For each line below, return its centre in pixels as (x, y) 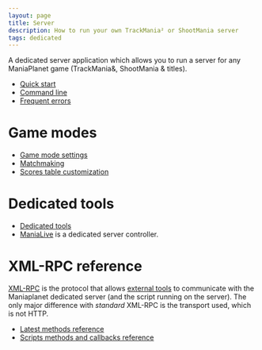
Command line (43, 93)
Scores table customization (64, 172)
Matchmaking (42, 163)
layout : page (30, 15)
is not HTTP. (28, 313)
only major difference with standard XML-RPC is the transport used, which (130, 306)
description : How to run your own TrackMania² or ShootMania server (123, 30)
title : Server (32, 23)
